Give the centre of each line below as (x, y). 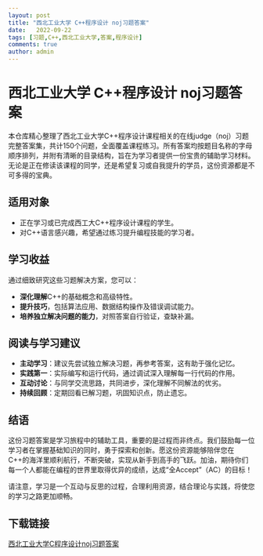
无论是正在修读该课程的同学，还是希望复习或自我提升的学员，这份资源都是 (128, 165)
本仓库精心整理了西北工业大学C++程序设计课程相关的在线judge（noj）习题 (128, 136)
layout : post (29, 15)
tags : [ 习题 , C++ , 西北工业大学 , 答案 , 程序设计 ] (76, 37)
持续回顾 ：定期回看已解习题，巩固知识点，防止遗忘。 (105, 393)
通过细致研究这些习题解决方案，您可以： (73, 280)
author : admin (31, 52)
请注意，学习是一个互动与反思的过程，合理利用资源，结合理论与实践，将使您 (131, 486)
